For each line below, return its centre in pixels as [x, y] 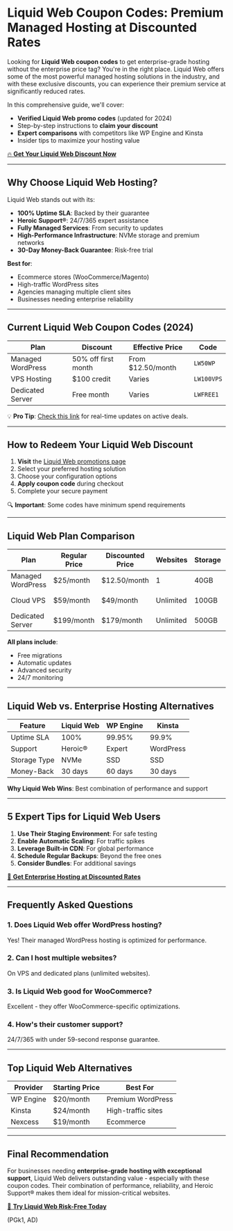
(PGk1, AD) [23, 1220]
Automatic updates [44, 663]
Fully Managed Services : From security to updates [90, 228]
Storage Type [33, 760]
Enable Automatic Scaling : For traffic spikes [81, 841]
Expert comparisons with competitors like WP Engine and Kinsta [110, 133]
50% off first [93, 358]
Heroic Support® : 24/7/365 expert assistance [83, 220]
